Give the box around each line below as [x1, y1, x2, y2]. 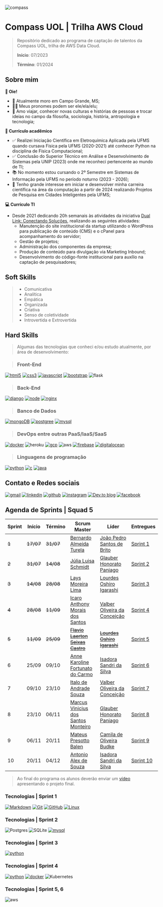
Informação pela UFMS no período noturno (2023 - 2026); [12, 176, 130, 182]
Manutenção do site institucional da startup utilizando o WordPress [19, 223, 154, 229]
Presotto [70, 737, 90, 744]
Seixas [70, 639, 86, 646]
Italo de [70, 679, 87, 686]
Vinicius [70, 705, 89, 712]
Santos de [99, 540, 123, 547]
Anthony [70, 601, 90, 607]
